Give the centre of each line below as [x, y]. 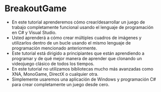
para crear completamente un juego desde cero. [60, 84]
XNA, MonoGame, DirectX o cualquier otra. [55, 74]
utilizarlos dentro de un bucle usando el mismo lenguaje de [71, 43]
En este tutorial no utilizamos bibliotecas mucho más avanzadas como [82, 69]
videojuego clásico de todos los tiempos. [53, 64]
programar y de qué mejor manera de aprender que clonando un [77, 58]
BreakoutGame [36, 9]
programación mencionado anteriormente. [54, 48]
